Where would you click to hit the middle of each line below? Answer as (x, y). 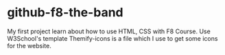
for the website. (29, 45)
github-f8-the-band (65, 13)
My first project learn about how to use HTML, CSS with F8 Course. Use (109, 31)
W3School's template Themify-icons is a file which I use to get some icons (113, 38)
